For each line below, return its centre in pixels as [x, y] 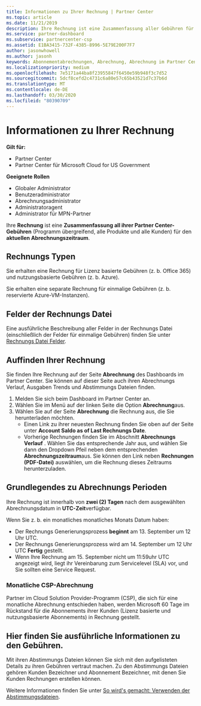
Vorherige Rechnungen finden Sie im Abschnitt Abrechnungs [100, 437]
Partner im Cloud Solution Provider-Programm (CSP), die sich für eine [92, 598]
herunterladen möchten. [45, 418]
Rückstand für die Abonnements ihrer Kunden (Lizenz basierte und [89, 611]
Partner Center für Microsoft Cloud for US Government [82, 165]
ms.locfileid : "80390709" [38, 101]
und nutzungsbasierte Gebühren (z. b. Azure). [63, 277]
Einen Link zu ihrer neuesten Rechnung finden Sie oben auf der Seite [109, 424]
